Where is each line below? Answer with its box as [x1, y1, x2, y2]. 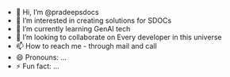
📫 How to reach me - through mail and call [15, 42, 157, 50]
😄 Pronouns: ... [15, 53, 67, 62]
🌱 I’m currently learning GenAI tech [15, 24, 131, 33]
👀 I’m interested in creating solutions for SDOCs [15, 16, 172, 25]
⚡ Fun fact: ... [15, 61, 59, 71]
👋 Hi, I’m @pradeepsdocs [15, 8, 99, 16]
